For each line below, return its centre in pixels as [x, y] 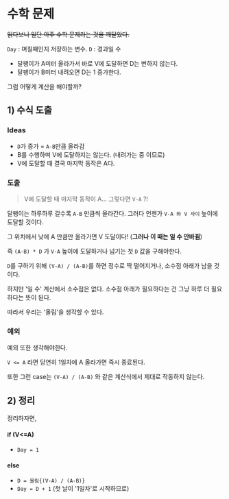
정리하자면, [22, 418]
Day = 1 [28, 450]
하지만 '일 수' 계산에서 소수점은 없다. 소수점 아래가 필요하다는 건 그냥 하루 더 [108, 289]
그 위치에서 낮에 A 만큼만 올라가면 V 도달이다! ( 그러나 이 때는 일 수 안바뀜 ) [105, 236]
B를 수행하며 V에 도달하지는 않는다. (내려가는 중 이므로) [91, 154]
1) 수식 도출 [30, 110]
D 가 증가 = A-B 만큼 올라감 [51, 146]
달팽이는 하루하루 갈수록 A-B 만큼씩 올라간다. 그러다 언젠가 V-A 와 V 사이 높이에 [112, 213]
